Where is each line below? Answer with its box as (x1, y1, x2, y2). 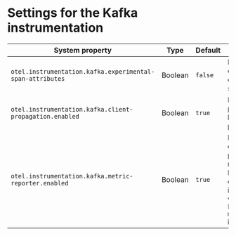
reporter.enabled (11, 179, 69, 187)
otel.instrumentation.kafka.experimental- (11, 67, 155, 75)
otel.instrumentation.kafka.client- (11, 105, 133, 113)
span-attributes (11, 74, 65, 82)
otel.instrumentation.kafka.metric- (11, 172, 133, 180)
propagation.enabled (11, 112, 79, 120)
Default (195, 45, 221, 55)
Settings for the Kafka (7, 5, 138, 21)
